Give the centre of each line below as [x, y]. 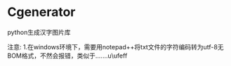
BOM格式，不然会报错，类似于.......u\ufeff [67, 56]
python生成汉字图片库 [39, 32]
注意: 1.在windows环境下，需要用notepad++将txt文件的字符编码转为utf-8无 [115, 47]
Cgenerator [41, 12]
